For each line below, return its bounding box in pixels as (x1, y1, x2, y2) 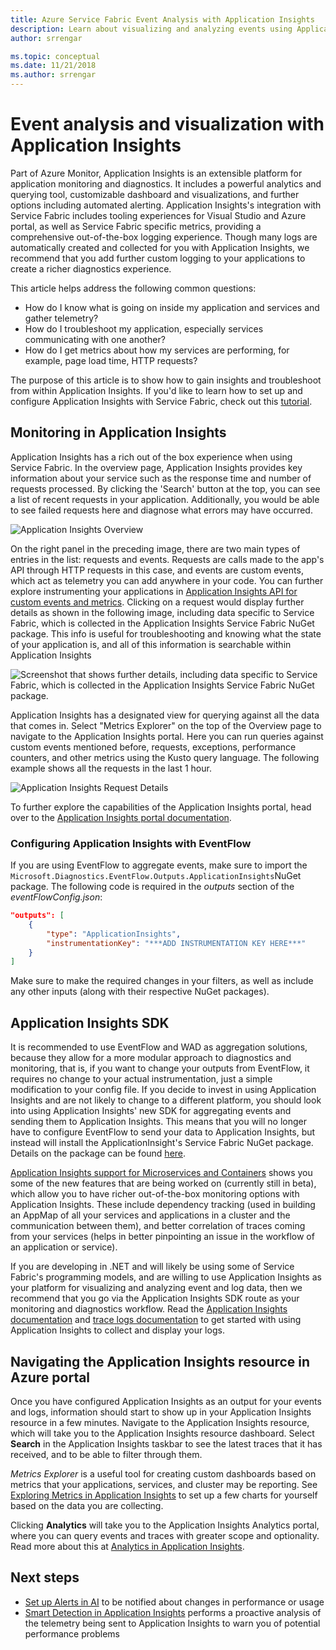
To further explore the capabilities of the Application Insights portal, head (10, 801, 312, 813)
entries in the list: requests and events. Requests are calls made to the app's (10, 553, 325, 565)
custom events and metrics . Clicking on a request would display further (10, 596, 305, 608)
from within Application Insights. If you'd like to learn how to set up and (10, 384, 303, 396)
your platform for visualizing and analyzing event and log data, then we (10, 1282, 303, 1294)
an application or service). (10, 1241, 118, 1253)
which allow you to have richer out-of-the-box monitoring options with (10, 1188, 300, 1200)
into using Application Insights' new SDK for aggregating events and (10, 1105, 292, 1117)
